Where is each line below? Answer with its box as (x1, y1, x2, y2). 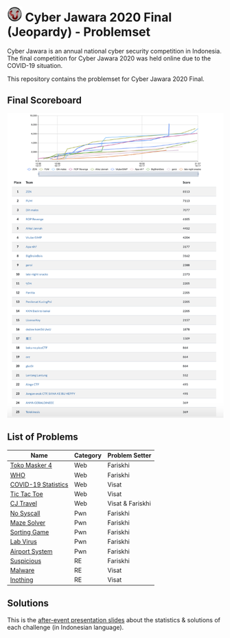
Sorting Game (10, 528, 49, 536)
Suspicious (10, 556, 42, 565)
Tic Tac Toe (10, 490, 43, 498)
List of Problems (7, 432, 79, 443)
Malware (10, 566, 35, 575)
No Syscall (10, 509, 41, 517)
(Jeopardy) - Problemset (7, 24, 151, 40)
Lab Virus (10, 538, 38, 546)
